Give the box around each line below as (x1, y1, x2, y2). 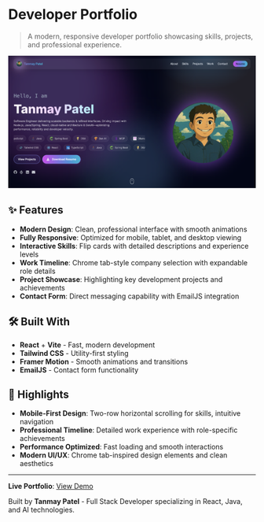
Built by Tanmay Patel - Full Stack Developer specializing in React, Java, (8, 497, 243, 506)
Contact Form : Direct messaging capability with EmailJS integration (19, 291, 240, 301)
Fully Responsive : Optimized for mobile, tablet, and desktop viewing (19, 232, 242, 242)
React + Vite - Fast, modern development (19, 340, 156, 350)
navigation (19, 417, 54, 427)
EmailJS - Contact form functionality (19, 365, 139, 375)
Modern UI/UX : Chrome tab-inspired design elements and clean (19, 450, 228, 460)
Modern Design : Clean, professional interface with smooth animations (19, 224, 247, 234)
